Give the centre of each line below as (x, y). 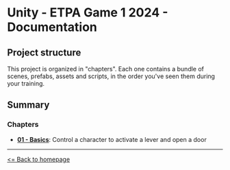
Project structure (44, 52)
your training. (26, 83)
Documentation (52, 27)
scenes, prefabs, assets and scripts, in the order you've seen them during (111, 76)
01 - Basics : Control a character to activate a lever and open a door (112, 139)
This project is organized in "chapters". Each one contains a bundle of (105, 69)
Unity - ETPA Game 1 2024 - (88, 13)
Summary (28, 105)
